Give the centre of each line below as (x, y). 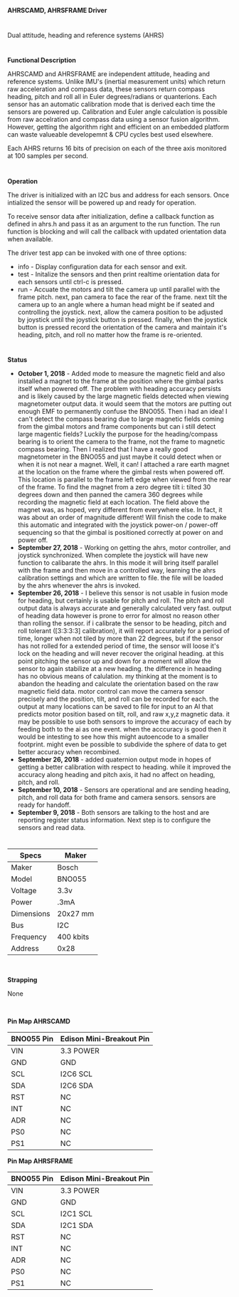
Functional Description (42, 61)
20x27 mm (76, 913)
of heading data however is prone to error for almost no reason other (118, 615)
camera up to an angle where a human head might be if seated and (116, 304)
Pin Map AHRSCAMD (39, 1021)
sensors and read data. (52, 827)
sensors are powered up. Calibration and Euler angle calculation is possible (117, 112)
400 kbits (73, 937)
